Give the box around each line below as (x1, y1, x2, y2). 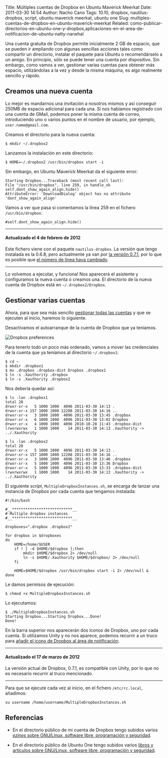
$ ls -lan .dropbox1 (5, 395, 48, 400)
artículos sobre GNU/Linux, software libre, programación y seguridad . (12, 747, 156, 753)
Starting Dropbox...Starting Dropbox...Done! (5, 614, 101, 619)
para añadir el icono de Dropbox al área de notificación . (5, 638, 120, 644)
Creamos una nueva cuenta (5, 87, 93, 96)
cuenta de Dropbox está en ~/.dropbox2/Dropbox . (5, 282, 106, 288)
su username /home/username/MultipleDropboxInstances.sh (5, 700, 126, 705)
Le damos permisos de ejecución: (5, 581, 75, 587)
